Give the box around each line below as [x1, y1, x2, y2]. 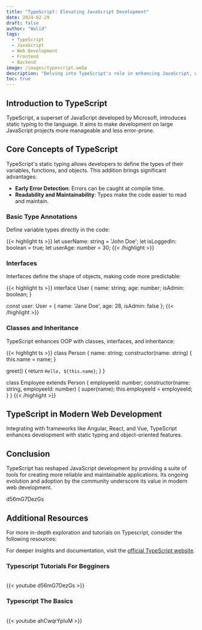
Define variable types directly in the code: [6, 226, 110, 233]
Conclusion [6, 448, 50, 459]
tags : [6, 31, 20, 37]
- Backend [11, 59, 36, 65]
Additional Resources [6, 513, 88, 523]
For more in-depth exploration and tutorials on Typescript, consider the [6, 529, 182, 536]
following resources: [6, 536, 57, 543]
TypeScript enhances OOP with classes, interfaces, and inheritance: [6, 337, 176, 344]
